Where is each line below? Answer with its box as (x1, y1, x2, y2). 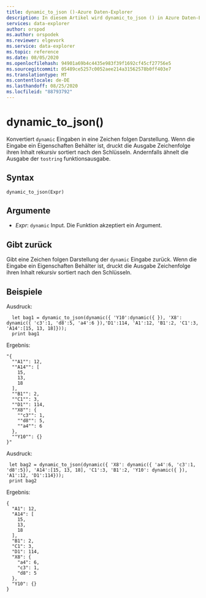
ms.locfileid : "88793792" (6, 89, 72, 95)
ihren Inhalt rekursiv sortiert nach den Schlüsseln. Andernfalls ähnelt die (6, 148, 189, 156)
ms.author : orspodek (6, 32, 59, 38)
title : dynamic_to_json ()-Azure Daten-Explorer (6, 9, 133, 15)
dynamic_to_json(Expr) (6, 189, 64, 195)
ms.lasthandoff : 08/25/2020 (6, 83, 78, 89)
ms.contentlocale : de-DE (6, 77, 70, 83)
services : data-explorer (6, 20, 70, 26)
